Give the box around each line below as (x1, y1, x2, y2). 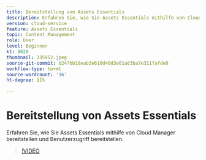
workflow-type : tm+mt (6, 65, 62, 72)
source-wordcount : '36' (6, 71, 67, 78)
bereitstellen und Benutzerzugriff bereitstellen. (6, 136, 124, 143)
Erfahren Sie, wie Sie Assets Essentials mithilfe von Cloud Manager (6, 129, 176, 136)
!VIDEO (21, 147, 40, 155)
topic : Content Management (6, 32, 75, 38)
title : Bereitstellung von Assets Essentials (6, 9, 124, 15)
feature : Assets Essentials (6, 26, 78, 32)
